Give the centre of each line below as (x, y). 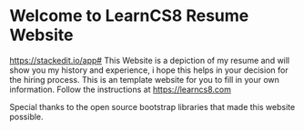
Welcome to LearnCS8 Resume (129, 16)
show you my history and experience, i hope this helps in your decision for (149, 70)
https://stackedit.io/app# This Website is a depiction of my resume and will (150, 60)
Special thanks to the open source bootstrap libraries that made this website (152, 106)
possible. (26, 116)
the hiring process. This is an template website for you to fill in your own (145, 79)
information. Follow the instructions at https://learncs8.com (121, 89)
